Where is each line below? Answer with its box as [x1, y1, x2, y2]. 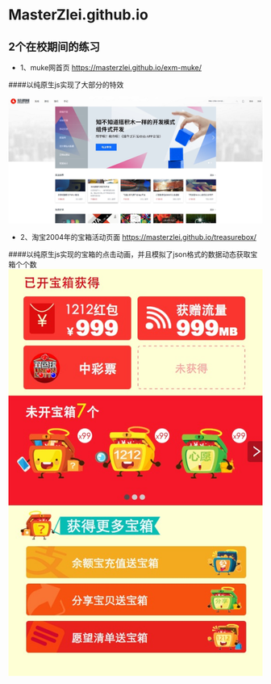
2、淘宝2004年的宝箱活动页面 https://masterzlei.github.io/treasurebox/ [19, 232, 256, 241]
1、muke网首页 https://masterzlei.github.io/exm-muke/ [19, 63, 202, 72]
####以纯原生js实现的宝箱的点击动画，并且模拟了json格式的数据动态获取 [8, 249, 251, 259]
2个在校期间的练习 [8, 40, 101, 53]
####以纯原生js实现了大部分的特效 [8, 80, 124, 90]
